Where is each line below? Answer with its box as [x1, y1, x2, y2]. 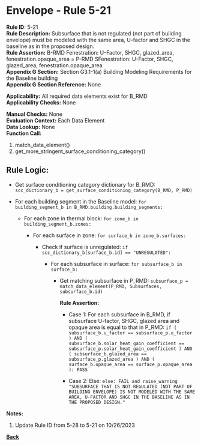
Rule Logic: [6, 165, 49, 175]
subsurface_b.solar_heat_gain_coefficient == [68, 340, 185, 346]
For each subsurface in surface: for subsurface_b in [50, 260, 182, 267]
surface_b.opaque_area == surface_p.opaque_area [68, 361, 193, 367]
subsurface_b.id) [59, 289, 103, 295]
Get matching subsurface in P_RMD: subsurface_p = [59, 277, 188, 284]
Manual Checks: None [6, 110, 63, 118]
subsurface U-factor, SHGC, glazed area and [68, 317, 180, 324]
